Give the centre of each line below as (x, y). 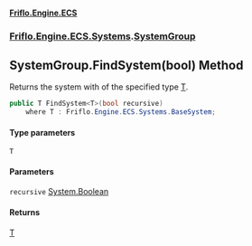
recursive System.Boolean (59, 192)
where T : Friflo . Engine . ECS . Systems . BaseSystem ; (121, 112)
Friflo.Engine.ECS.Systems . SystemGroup (103, 36)
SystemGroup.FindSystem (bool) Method (126, 65)
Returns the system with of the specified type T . (99, 87)
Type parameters (42, 132)
